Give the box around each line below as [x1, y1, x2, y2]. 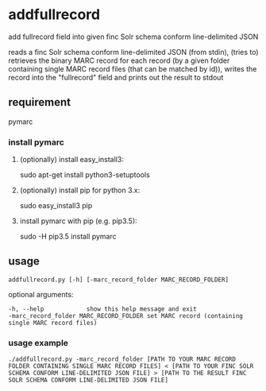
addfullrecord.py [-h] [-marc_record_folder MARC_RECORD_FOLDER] [8, 276, 229, 284]
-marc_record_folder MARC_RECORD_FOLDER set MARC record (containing [8, 312, 244, 319]
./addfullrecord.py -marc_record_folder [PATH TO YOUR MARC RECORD [8, 355, 237, 363]
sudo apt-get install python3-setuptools [19, 170, 151, 180]
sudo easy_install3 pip [19, 201, 93, 211]
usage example [8, 337, 69, 348]
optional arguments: [8, 289, 74, 299]
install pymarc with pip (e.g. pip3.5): [19, 216, 137, 226]
